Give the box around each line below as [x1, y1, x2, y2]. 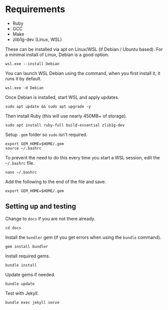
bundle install [5, 262, 37, 268]
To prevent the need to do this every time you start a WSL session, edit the [5, 154, 160, 160]
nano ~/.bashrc [5, 169, 37, 175]
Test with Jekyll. [5, 290, 39, 296]
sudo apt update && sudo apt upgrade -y [5, 104, 92, 109]
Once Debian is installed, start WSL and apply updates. [5, 94, 119, 100]
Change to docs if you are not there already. [5, 215, 96, 222]
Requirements [5, 4, 65, 15]
